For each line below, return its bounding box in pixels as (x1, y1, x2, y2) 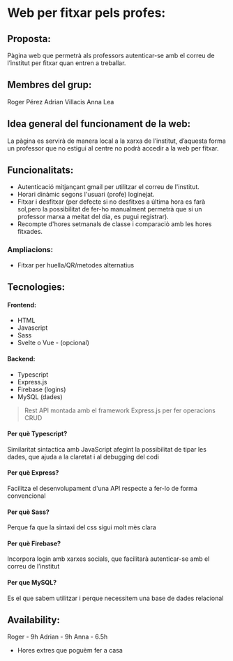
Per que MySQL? (7, 578, 57, 586)
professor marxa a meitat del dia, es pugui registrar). (17, 212, 169, 221)
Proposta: (7, 33, 51, 45)
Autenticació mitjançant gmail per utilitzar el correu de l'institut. (17, 183, 200, 191)
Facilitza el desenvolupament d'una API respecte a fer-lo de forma (7, 484, 197, 492)
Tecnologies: (7, 281, 66, 293)
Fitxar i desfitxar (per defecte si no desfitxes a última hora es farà (17, 197, 206, 206)
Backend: (7, 354, 36, 363)
